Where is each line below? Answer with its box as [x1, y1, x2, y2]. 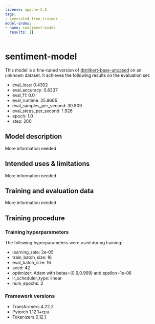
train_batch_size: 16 [12, 255, 52, 260]
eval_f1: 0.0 [12, 92, 35, 98]
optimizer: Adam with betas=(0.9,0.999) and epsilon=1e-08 [12, 270, 132, 276]
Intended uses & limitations [5, 160, 90, 168]
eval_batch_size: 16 [12, 260, 51, 266]
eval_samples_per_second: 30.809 [12, 102, 82, 108]
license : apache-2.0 [5, 7, 47, 12]
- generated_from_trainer [5, 16, 58, 21]
